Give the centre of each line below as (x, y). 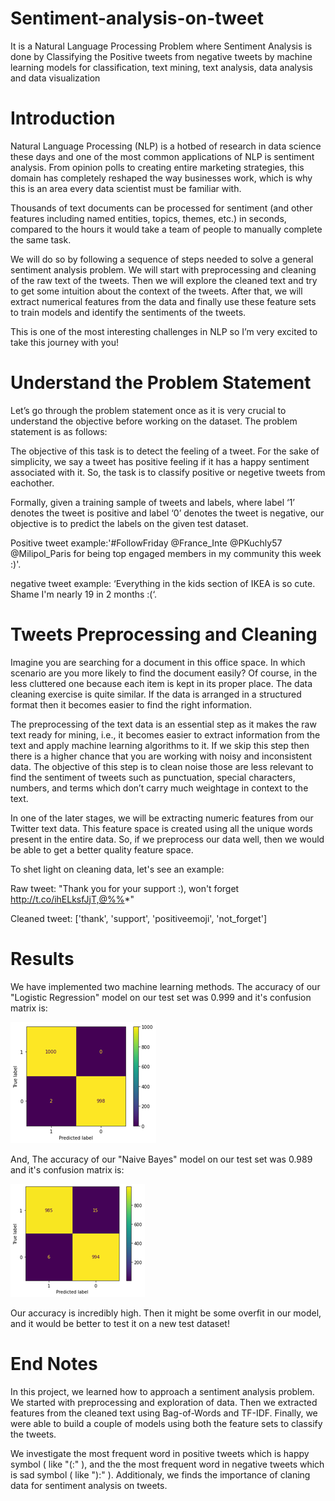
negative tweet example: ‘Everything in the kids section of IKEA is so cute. (163, 583)
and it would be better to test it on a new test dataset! (120, 1323)
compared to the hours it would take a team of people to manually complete (166, 229)
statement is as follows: (59, 431)
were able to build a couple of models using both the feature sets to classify (166, 1423)
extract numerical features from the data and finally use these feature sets (163, 301)
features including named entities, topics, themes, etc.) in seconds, (148, 218)
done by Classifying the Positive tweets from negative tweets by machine (161, 56)
